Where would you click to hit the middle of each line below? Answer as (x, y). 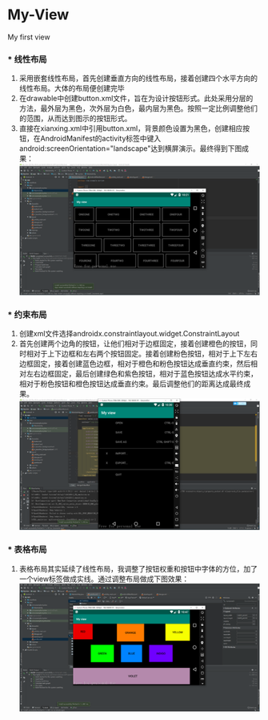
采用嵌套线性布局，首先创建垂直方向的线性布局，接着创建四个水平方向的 (138, 79)
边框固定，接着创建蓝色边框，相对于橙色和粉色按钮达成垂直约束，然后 (135, 364)
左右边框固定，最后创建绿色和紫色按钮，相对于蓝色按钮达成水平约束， (142, 374)
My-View (38, 15)
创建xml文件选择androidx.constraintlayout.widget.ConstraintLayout (129, 334)
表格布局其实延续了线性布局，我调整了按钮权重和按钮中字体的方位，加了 (138, 568)
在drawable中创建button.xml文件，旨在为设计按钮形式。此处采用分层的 (136, 99)
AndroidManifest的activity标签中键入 (101, 139)
